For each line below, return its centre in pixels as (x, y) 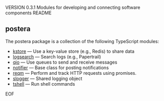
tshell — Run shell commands (44, 84)
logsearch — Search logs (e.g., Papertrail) (57, 56)
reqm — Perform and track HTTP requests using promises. (75, 73)
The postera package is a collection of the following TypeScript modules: (82, 41)
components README (29, 13)
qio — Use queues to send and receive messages (65, 62)
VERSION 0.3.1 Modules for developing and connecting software (73, 7)
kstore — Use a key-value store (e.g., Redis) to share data (73, 51)
